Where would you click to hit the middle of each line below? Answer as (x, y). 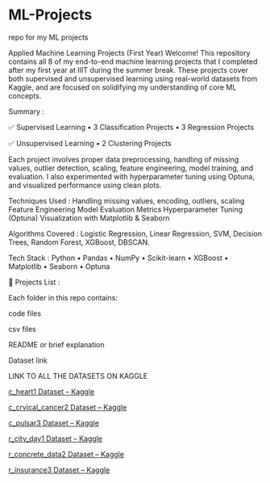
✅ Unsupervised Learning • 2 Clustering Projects (90, 143)
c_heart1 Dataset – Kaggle (52, 391)
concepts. (25, 95)
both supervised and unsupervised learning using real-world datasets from (133, 78)
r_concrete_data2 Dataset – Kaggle (66, 454)
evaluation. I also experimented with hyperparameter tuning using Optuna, (132, 176)
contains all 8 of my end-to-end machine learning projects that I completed (133, 61)
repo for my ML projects (48, 37)
